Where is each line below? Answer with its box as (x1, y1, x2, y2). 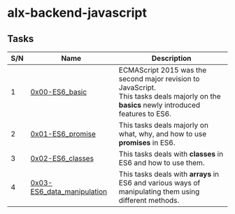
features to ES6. (118, 109, 172, 118)
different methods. (118, 196, 180, 205)
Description (151, 54, 192, 63)
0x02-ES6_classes (30, 154, 94, 163)
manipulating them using (118, 187, 200, 197)
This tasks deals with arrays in (118, 169, 220, 179)
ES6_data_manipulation (30, 187, 107, 197)
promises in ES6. (118, 138, 176, 148)
